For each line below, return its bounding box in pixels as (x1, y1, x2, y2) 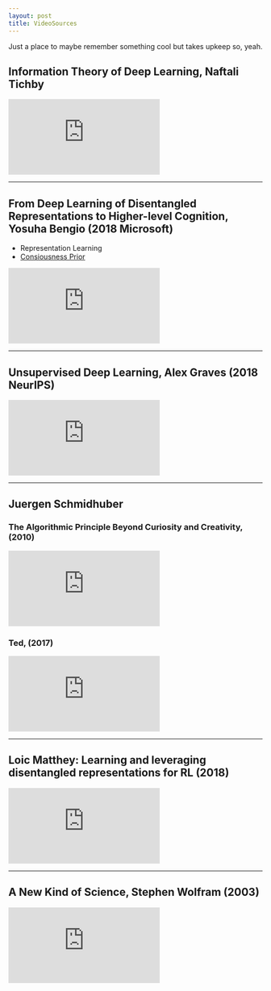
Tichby (8, 77, 44, 91)
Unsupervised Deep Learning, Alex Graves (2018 (8, 365, 258, 379)
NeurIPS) (8, 378, 55, 392)
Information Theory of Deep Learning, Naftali (8, 65, 240, 78)
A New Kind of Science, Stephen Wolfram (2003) (8, 885, 260, 899)
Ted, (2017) (8, 637, 54, 648)
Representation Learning (19, 244, 102, 253)
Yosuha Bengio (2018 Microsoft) (8, 222, 173, 235)
